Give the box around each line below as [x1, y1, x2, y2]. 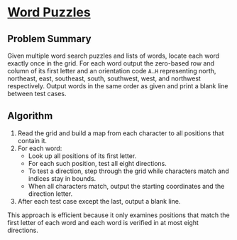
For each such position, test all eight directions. [28, 159, 167, 167]
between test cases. [7, 90, 67, 98]
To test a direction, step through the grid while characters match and [28, 167, 229, 175]
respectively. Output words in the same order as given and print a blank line [7, 82, 228, 90]
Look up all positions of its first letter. [28, 151, 137, 160]
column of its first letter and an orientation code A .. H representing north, [7, 67, 216, 75]
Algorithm [7, 110, 53, 122]
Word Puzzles [7, 4, 91, 21]
